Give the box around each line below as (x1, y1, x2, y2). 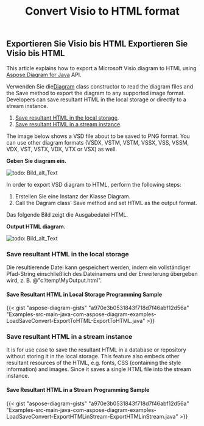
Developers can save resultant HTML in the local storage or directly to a (6, 96, 187, 103)
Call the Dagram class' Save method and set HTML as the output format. (15, 199, 197, 206)
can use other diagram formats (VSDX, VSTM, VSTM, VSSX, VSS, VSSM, (6, 139, 189, 146)
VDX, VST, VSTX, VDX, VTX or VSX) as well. (6, 145, 118, 153)
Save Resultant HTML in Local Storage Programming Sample (6, 291, 163, 298)
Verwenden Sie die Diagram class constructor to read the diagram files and (6, 82, 194, 90)
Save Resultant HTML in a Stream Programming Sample (6, 386, 150, 393)
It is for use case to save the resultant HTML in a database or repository (6, 346, 187, 353)
